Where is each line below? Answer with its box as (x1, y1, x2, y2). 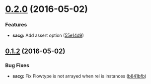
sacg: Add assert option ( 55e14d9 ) (12, 32, 84, 38)
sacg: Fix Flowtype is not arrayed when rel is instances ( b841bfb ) (12, 73, 147, 79)
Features (5, 21, 27, 28)
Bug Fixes (5, 62, 30, 69)
